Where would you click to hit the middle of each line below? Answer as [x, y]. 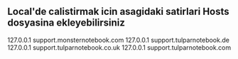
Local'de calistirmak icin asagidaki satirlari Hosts [118, 12]
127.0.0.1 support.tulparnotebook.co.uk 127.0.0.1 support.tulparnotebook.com [119, 47]
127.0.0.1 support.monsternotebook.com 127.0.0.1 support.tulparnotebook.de [118, 40]
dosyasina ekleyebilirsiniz [66, 23]
